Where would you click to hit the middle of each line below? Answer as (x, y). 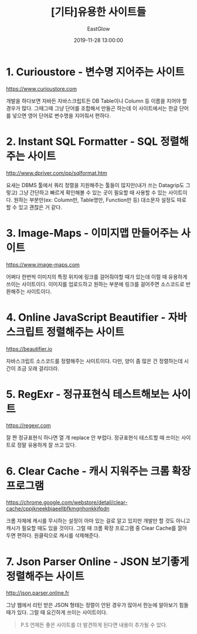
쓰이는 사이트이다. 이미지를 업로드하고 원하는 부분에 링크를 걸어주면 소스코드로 (95, 284)
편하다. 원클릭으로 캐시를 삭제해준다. (58, 536)
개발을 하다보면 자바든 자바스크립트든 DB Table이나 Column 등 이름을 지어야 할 (97, 101)
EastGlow (98, 29)
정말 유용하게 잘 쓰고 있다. (47, 445)
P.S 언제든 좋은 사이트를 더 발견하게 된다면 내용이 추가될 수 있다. (94, 625)
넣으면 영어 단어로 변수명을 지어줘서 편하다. (62, 115)
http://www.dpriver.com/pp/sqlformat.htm (57, 173)
